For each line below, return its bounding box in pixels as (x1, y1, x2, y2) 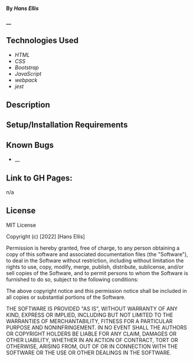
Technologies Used (6, 36, 78, 46)
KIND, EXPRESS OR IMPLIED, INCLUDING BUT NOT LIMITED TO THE (6, 311, 173, 318)
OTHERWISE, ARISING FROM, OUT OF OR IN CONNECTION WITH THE (6, 343, 178, 350)
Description (6, 99, 50, 109)
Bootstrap (14, 64, 40, 71)
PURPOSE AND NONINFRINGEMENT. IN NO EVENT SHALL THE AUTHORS (6, 324, 188, 331)
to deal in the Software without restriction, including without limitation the (6, 257, 184, 264)
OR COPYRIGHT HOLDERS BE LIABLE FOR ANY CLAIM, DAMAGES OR (6, 330, 177, 337)
